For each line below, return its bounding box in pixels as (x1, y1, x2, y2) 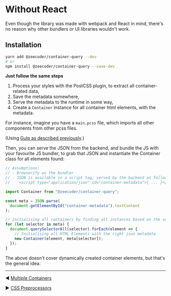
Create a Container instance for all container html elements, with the (12, 105, 156, 111)
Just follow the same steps (5, 73, 64, 79)
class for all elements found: (5, 156, 65, 162)
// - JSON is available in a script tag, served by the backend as (5, 175, 152, 181)
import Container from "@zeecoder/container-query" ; (5, 189, 120, 194)
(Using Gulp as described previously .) (5, 135, 84, 141)
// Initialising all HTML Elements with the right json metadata (14, 231, 156, 236)
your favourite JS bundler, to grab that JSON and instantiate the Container (5, 151, 160, 157)
